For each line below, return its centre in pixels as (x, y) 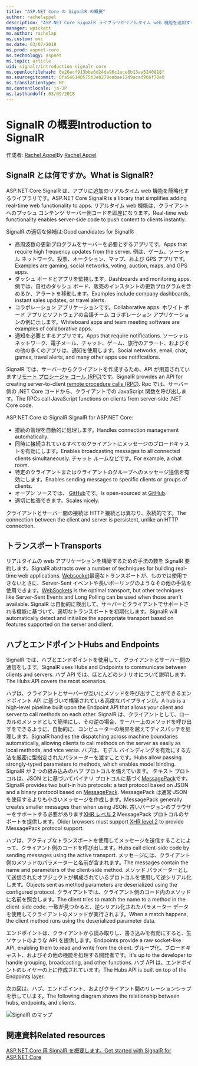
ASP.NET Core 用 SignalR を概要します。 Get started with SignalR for (89, 1050)
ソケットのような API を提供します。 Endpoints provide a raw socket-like (94, 940)
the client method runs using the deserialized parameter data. (81, 921)
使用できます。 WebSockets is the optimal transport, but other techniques (95, 591)
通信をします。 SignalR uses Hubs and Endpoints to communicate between (96, 667)
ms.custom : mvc (25, 39)
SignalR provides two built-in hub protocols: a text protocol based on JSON (97, 785)
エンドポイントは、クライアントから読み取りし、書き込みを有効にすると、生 (99, 933)
